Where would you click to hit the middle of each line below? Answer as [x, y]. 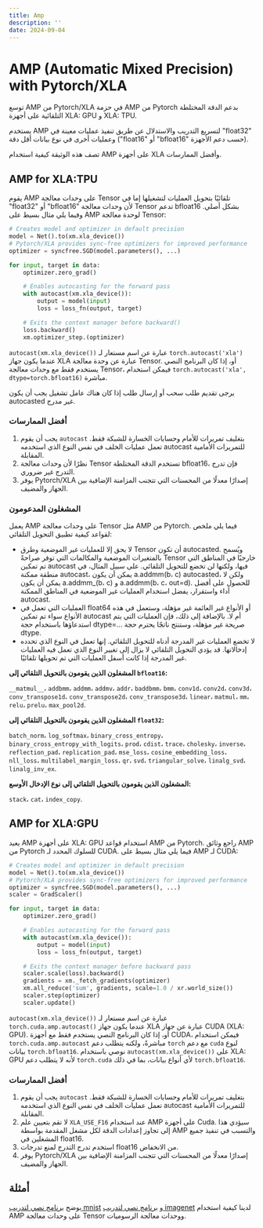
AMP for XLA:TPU [54, 179]
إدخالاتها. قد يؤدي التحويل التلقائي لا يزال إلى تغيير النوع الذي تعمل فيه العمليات [133, 649]
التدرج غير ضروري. [47, 471]
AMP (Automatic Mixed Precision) [121, 69]
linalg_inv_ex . [33, 769]
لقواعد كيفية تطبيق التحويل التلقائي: [61, 534]
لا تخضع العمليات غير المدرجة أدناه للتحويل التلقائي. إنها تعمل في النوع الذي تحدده [137, 641]
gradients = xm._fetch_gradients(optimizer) [97, 981]
